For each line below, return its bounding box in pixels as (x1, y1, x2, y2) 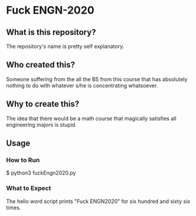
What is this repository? (6, 27, 96, 37)
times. (6, 204, 21, 211)
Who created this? (6, 60, 76, 70)
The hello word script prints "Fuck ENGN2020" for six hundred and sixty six (6, 198, 191, 205)
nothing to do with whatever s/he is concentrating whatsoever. (6, 82, 158, 89)
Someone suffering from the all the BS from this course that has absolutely (6, 75, 188, 83)
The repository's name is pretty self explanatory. (6, 43, 125, 50)
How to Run (6, 156, 40, 164)
